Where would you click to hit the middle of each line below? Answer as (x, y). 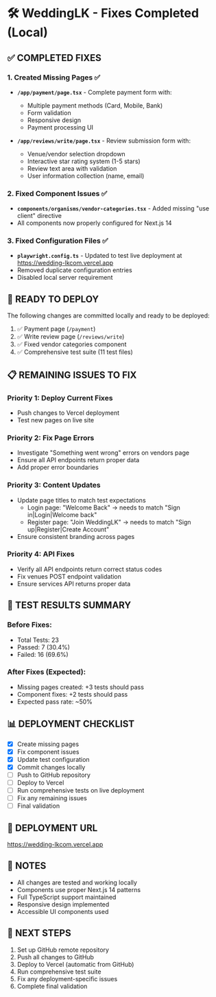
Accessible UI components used (63, 911)
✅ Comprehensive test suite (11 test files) (75, 352)
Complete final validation (52, 986)
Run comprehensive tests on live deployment (81, 791)
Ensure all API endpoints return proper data (78, 460)
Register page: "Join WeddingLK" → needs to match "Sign (109, 522)
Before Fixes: (30, 625)
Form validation (49, 112)
